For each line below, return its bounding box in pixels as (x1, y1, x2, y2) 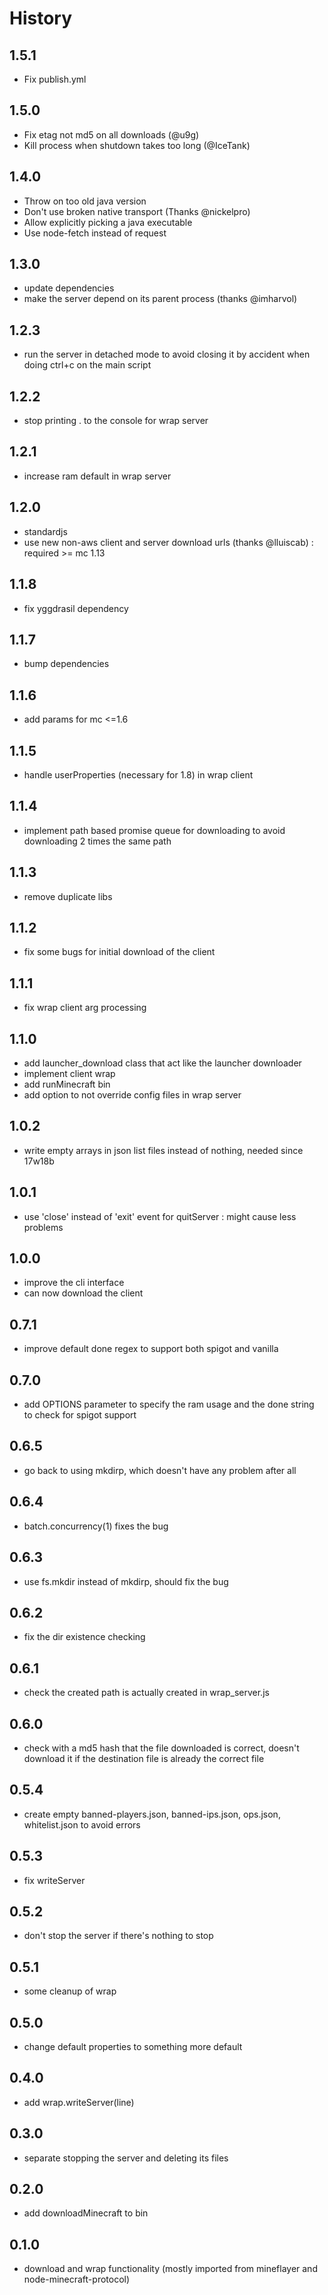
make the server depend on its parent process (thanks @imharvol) (23, 293, 298, 305)
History (9, 7, 73, 30)
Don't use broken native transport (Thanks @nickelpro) (23, 205, 251, 217)
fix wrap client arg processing (23, 1002, 147, 1014)
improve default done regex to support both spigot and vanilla (23, 1343, 279, 1355)
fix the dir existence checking (23, 1631, 146, 1643)
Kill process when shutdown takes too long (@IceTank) (23, 139, 251, 151)
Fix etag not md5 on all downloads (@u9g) (23, 128, 200, 141)
